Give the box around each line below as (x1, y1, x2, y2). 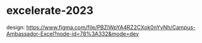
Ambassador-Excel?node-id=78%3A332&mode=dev (6, 30, 139, 37)
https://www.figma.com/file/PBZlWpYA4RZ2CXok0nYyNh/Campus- (26, 24, 196, 31)
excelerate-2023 (6, 4, 93, 18)
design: (6, 24, 26, 31)
